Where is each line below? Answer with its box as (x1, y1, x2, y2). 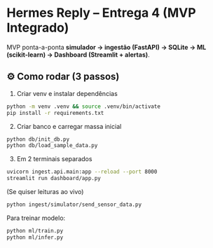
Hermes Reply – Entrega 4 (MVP (6, 5, 197, 21)
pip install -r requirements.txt (6, 109, 104, 116)
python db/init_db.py (6, 135, 70, 143)
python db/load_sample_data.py (6, 142, 98, 149)
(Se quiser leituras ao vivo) (6, 188, 84, 195)
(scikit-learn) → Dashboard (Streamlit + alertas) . (6, 50, 150, 59)
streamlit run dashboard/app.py (6, 175, 101, 182)
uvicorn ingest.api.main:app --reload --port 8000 (6, 168, 158, 176)
